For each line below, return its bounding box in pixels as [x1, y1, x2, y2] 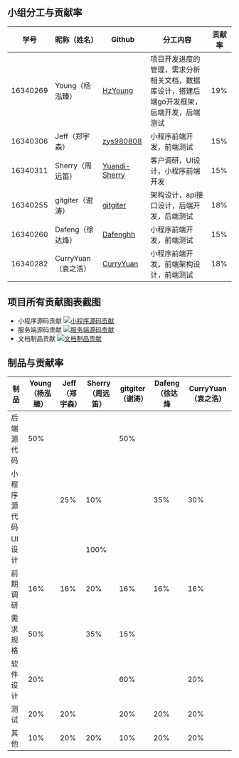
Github [111, 34, 135, 44]
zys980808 [102, 136, 142, 146]
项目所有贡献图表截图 [7, 296, 101, 308]
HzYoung [102, 85, 134, 95]
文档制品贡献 [17, 334, 55, 342]
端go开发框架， [150, 97, 202, 107]
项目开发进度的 [150, 54, 201, 64]
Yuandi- [102, 161, 130, 170]
